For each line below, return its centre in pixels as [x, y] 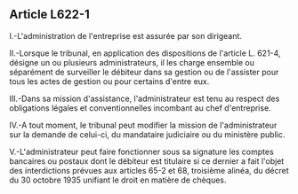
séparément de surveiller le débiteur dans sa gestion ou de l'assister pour [144, 72]
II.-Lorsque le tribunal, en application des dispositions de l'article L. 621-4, [145, 53]
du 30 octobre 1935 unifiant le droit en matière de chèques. [118, 180]
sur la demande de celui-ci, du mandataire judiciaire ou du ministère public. [147, 134]
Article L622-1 [50, 15]
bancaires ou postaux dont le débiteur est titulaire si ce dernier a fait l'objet [147, 161]
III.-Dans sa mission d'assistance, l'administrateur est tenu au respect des [145, 98]
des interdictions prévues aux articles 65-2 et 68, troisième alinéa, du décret [149, 170]
